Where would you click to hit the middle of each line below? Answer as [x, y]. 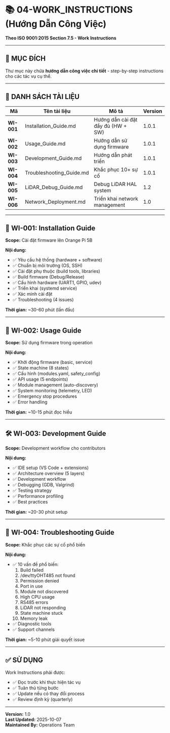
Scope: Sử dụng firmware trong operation [49, 343]
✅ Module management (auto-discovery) [55, 385]
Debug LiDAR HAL [116, 184]
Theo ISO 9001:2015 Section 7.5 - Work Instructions [61, 38]
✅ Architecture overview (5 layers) [49, 473]
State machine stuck [41, 613]
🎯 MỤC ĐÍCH [26, 59]
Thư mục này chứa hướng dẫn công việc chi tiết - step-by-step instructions [84, 71]
